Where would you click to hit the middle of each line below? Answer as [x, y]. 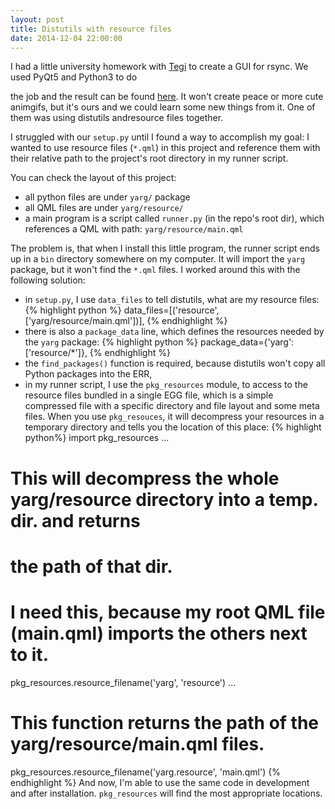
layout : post [37, 19]
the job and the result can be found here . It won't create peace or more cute [167, 97]
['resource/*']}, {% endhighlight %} [97, 353]
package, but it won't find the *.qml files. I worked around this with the [155, 270]
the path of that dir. [91, 566]
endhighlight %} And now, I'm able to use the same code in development [160, 782]
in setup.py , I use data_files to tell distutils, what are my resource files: [172, 300]
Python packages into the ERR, [88, 374]
